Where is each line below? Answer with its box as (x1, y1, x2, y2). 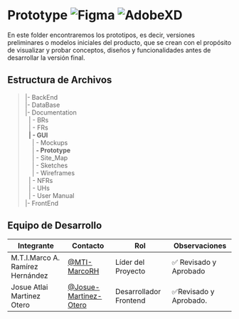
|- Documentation (24, 108, 77, 117)
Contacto (72, 241, 105, 251)
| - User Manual (28, 191, 75, 199)
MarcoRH (67, 266, 100, 276)
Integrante (17, 241, 55, 251)
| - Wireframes (31, 168, 75, 177)
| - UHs (28, 184, 50, 192)
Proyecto (115, 266, 146, 276)
